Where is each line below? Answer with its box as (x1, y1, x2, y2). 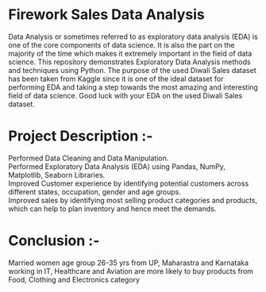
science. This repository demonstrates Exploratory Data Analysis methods (8, 57, 252, 67)
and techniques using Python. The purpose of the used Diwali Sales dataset (8, 65, 256, 75)
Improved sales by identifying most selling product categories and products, (8, 195, 258, 205)
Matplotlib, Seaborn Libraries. (8, 170, 106, 179)
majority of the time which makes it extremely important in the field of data (8, 48, 253, 58)
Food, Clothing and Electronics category (8, 275, 141, 284)
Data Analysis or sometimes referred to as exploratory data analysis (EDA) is (8, 32, 258, 41)
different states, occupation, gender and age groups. (8, 186, 181, 196)
